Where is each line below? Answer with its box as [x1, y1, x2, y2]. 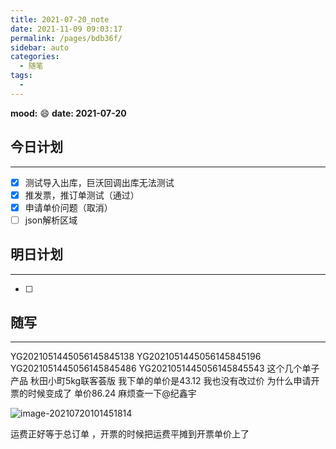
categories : [10, 52, 60, 62]
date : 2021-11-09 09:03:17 [10, 24, 123, 34]
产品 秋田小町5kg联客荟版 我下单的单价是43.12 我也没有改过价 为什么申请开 [10, 375, 320, 387]
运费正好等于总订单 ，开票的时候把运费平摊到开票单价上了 [10, 428, 250, 440]
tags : [10, 71, 33, 81]
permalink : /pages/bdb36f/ [10, 33, 123, 43]
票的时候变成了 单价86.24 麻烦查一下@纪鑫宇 [10, 387, 197, 400]
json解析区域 [24, 214, 78, 226]
